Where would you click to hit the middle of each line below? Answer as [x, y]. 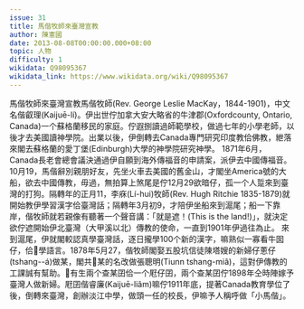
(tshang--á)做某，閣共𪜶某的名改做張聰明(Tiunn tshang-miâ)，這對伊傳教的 [148, 261]
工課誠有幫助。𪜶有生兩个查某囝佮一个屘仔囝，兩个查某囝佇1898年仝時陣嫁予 [152, 273]
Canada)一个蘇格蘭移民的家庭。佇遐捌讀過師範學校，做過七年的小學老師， [148, 126]
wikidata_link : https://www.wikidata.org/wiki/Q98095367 [119, 77]
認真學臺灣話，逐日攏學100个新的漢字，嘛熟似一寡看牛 [174, 239]
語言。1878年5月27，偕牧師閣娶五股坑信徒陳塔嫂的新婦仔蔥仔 [161, 250]
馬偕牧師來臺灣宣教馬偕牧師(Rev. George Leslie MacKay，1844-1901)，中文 [150, 103]
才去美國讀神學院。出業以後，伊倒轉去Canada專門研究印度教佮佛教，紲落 [154, 137]
